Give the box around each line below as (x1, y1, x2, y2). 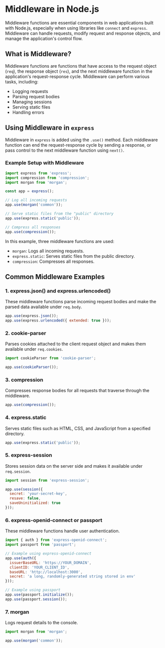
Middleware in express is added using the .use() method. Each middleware (5, 137, 158, 143)
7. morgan (5, 608, 30, 615)
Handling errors (12, 109, 44, 115)
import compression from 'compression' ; (5, 175, 90, 180)
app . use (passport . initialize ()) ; (5, 592, 74, 597)
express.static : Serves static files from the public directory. (12, 253, 135, 259)
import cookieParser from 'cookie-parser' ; (5, 356, 96, 361)
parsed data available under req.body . (5, 304, 82, 310)
